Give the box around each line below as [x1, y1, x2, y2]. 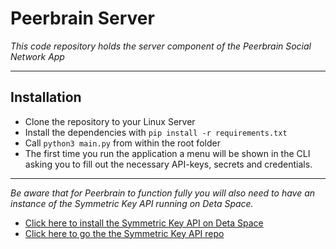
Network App [10, 50, 65, 62]
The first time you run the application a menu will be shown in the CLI [24, 147, 311, 159]
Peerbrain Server [10, 7, 155, 30]
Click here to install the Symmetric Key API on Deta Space [24, 217, 264, 229]
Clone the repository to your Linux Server [24, 115, 196, 127]
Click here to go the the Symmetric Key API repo [24, 227, 225, 239]
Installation [10, 89, 82, 106]
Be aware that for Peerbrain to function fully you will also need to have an [10, 187, 316, 199]
